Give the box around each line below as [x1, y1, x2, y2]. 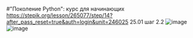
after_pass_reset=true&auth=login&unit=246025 [6, 18, 129, 25]
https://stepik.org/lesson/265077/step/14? [6, 12, 113, 19]
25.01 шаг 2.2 [129, 18, 164, 25]
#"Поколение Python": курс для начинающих [6, 6, 125, 12]
